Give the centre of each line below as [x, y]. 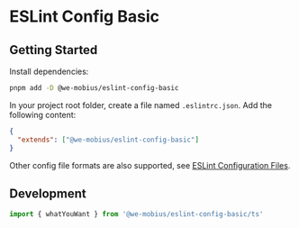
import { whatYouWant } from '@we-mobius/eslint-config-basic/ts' [136, 214]
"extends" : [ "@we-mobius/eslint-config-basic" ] [109, 140]
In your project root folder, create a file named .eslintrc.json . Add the [141, 105]
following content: [43, 114]
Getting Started [54, 50]
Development [48, 193]
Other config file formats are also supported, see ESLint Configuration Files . [150, 165]
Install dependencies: [49, 71]
